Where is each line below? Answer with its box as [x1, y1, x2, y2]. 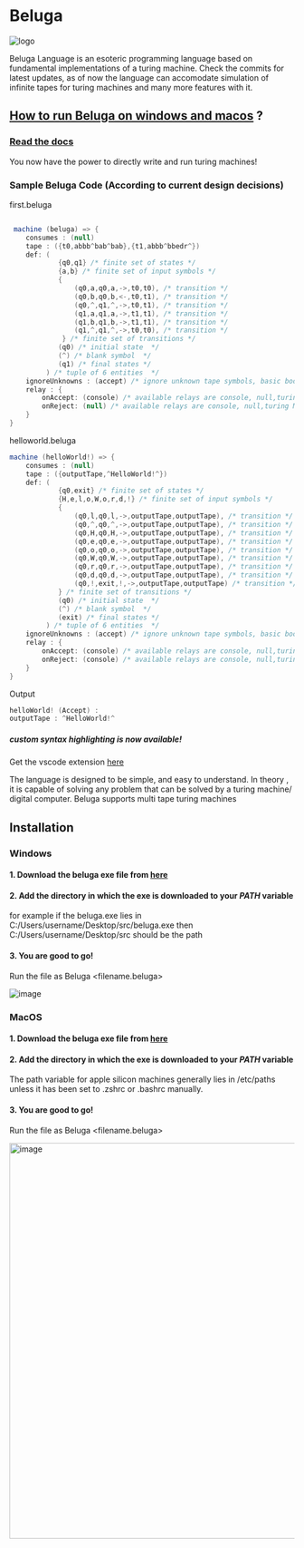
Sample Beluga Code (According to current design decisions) [9, 179, 284, 191]
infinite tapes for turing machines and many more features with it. [9, 82, 253, 92]
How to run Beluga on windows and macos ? [9, 108, 264, 123]
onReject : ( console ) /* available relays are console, [42, 655, 253, 664]
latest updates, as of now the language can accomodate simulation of [9, 72, 270, 83]
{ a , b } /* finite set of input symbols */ [57, 267, 217, 277]
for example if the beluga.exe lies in [9, 910, 142, 921]
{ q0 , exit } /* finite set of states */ [57, 486, 204, 495]
